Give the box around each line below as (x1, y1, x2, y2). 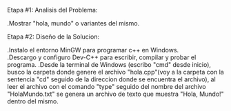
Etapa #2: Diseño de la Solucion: (7, 32, 100, 41)
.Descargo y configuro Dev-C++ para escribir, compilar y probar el (7, 53, 197, 61)
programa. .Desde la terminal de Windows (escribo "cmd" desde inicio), (7, 61, 212, 68)
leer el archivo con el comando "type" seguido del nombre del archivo (7, 83, 206, 90)
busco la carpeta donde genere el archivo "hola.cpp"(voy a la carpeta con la (7, 68, 224, 76)
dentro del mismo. (7, 97, 59, 105)
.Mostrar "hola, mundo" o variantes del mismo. (7, 19, 140, 27)
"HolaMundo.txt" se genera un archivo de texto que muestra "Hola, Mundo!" (7, 90, 224, 98)
